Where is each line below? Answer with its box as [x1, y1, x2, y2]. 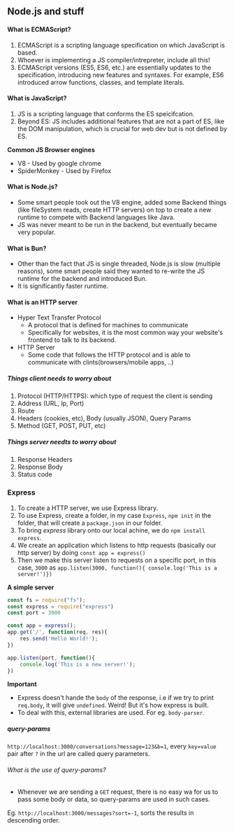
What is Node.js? [7, 182, 58, 191]
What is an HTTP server [7, 298, 78, 306]
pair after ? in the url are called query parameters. [7, 750, 150, 758]
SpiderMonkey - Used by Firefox [17, 166, 112, 174]
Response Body [17, 462, 63, 472]
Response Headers [17, 455, 73, 464]
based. [17, 48, 38, 57]
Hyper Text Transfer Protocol [17, 313, 101, 322]
